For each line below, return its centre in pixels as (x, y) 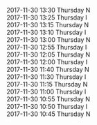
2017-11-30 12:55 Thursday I (47, 47)
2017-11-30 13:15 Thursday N (48, 25)
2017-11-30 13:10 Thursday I (46, 32)
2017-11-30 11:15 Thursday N (47, 84)
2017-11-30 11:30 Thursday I (46, 77)
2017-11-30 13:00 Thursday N (48, 40)
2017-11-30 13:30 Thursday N (48, 10)
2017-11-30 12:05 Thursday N (48, 54)
